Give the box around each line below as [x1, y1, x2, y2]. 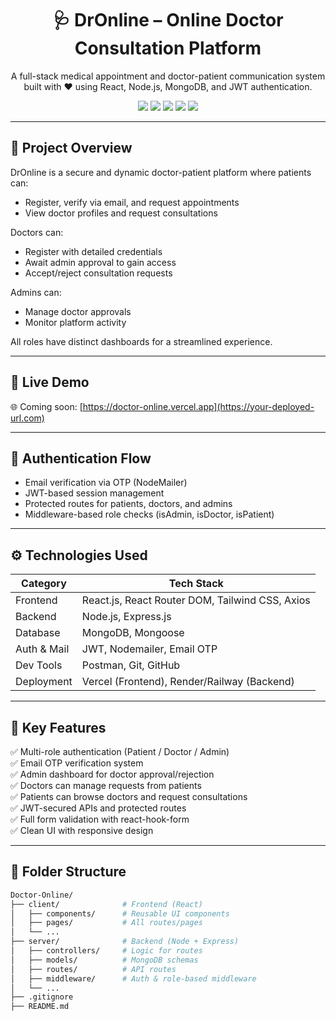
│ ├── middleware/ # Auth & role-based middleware [10, 973, 257, 984]
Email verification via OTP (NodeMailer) [24, 477, 188, 489]
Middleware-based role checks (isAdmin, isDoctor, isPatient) [24, 508, 275, 521]
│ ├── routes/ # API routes [10, 964, 177, 974]
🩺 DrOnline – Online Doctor [52, 9, 284, 32]
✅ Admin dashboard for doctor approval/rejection [10, 768, 215, 780]
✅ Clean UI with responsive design [10, 825, 154, 836]
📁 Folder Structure [10, 863, 127, 881]
